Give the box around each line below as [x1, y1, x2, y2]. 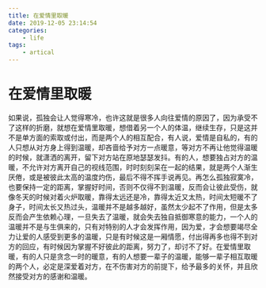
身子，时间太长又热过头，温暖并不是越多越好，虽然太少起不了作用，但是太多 [8, 202, 258, 211]
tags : [8, 41, 26, 49]
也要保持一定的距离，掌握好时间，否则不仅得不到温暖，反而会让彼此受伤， [8, 182, 251, 191]
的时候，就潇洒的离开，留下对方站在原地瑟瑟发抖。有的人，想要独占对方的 [8, 152, 251, 162]
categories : [8, 26, 47, 34]
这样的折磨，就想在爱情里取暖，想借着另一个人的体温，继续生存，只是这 [14, 122, 251, 132]
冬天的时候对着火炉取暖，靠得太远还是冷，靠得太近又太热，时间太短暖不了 [14, 192, 258, 202]
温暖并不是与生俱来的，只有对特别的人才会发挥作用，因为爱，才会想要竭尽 [8, 221, 251, 231]
